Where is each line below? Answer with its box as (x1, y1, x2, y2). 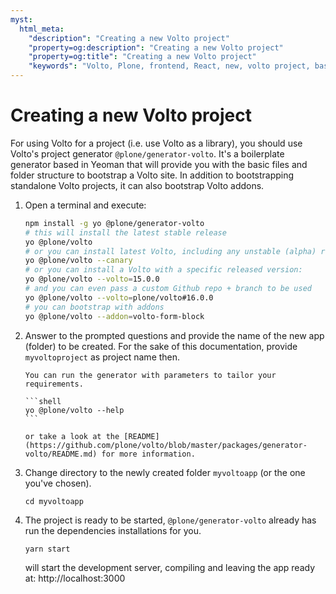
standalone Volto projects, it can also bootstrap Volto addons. (10, 179, 265, 191)
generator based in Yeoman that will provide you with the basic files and (10, 158, 308, 170)
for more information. (101, 449, 196, 459)
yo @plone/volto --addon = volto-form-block (24, 311, 205, 321)
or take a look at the (24, 431, 120, 441)
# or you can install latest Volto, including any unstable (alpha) (24, 246, 317, 256)
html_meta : (19, 24, 65, 34)
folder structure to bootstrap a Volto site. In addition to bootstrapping (10, 169, 295, 181)
